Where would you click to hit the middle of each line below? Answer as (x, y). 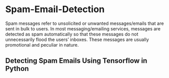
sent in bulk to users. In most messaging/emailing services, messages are (83, 28)
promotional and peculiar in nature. (42, 45)
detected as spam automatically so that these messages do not (72, 34)
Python (17, 69)
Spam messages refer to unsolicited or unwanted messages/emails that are (85, 23)
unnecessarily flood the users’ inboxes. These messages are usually (77, 40)
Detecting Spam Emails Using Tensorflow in (76, 61)
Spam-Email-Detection (55, 9)
